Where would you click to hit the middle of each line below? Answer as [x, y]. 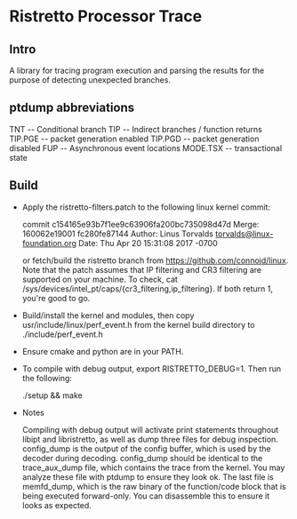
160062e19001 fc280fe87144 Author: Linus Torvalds [117, 234]
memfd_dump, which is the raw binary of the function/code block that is [154, 486]
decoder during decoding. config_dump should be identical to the [142, 458]
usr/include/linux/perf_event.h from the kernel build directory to [138, 324]
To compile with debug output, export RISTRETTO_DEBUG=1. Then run [152, 368]
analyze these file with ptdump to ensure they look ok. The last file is [148, 476]
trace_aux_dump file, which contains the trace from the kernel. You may [153, 467]
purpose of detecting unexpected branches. [90, 80]
